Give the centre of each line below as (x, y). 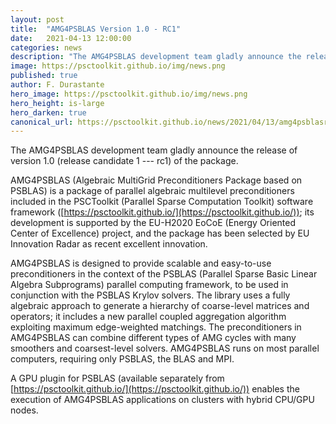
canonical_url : (42, 122)
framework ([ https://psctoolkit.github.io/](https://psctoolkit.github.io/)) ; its (162, 212)
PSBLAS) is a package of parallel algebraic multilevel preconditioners (152, 191)
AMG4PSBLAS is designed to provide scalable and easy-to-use (141, 263)
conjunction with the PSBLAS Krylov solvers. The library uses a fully (150, 295)
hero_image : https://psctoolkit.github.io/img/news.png (129, 94)
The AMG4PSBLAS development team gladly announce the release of (154, 150)
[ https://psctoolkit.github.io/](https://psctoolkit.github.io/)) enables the (155, 389)
